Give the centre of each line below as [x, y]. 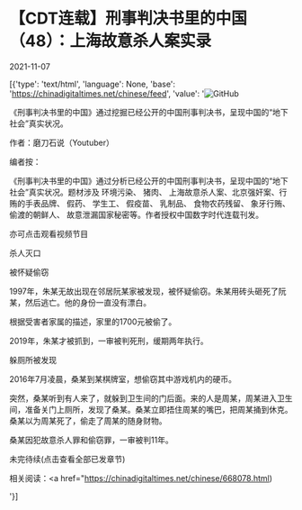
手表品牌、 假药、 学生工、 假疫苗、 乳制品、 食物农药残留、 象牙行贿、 [157, 203]
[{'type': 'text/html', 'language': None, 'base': [93, 84]
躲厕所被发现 [33, 360]
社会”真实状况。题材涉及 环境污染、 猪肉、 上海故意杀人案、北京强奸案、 [144, 192]
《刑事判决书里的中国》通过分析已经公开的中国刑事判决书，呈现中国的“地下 [149, 180]
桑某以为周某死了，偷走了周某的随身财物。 [88, 421]
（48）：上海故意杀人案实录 [111, 41]
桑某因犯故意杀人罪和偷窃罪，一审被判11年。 [91, 440]
